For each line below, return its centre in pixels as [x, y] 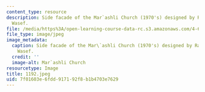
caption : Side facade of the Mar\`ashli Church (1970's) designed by [102, 46]
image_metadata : [27, 40]
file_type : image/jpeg [35, 34]
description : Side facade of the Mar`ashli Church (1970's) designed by [101, 18]
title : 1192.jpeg [28, 74]
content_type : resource [37, 12]
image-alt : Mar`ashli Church [49, 62]
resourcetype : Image [33, 68]
